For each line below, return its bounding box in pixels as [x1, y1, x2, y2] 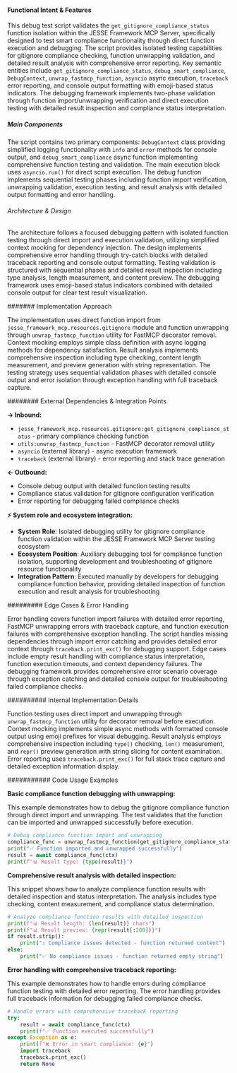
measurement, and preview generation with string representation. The [7, 361, 211, 369]
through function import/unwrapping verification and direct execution [7, 96, 209, 105]
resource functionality [17, 565, 82, 574]
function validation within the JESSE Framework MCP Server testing [17, 535, 215, 543]
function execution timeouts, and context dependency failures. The [7, 660, 202, 668]
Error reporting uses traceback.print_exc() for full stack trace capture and [7, 754, 226, 763]
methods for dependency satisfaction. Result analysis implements [7, 346, 199, 355]
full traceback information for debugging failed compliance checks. [7, 994, 203, 1002]
